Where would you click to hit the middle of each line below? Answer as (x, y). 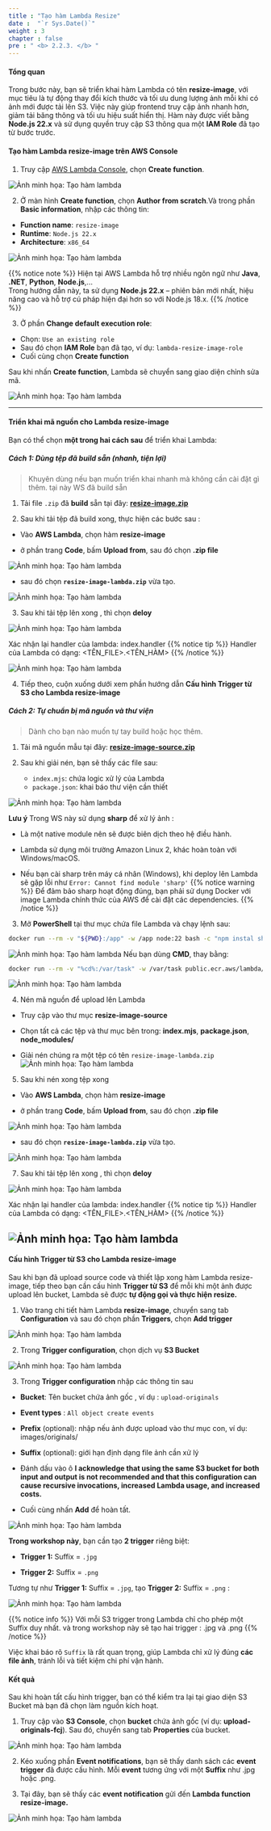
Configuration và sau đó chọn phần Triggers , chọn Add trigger (126, 1319)
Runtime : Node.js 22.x (58, 233)
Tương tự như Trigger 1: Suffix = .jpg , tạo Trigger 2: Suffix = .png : (119, 1588)
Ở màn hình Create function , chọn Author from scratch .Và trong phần (138, 200)
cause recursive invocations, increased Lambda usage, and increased (140, 1486)
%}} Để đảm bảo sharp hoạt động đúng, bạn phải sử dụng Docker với (135, 890)
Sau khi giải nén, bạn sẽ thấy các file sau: (89, 762)
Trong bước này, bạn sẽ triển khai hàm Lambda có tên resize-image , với (128, 90)
